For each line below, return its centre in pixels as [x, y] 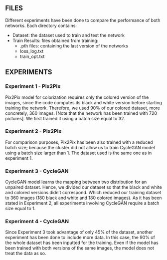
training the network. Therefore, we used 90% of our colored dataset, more [83, 108]
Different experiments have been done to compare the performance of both [83, 20]
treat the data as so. [26, 254]
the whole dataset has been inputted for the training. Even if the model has [82, 243]
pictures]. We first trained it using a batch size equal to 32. [65, 118]
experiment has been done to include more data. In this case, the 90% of [80, 238]
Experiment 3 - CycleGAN [37, 171]
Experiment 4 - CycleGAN [37, 222]
